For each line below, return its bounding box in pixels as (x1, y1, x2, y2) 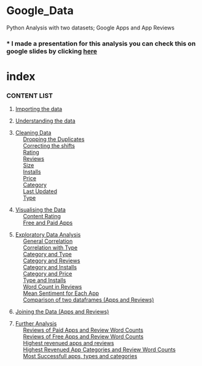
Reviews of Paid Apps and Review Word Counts (23, 326, 144, 334)
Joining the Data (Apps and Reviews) (15, 308, 109, 316)
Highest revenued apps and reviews (23, 340, 115, 347)
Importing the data (15, 105, 63, 113)
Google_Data (6, 4, 74, 18)
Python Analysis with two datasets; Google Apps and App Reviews (6, 24, 175, 31)
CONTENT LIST (6, 91, 53, 100)
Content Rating (23, 213, 61, 220)
